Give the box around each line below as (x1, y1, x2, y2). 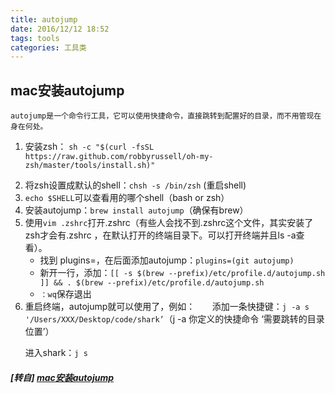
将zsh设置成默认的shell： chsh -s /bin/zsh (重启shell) (24, 179, 247, 191)
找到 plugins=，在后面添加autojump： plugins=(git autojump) (39, 254, 295, 266)
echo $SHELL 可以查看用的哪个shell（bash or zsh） (24, 192, 230, 204)
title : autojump (10, 14, 78, 25)
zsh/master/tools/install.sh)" (24, 161, 156, 171)
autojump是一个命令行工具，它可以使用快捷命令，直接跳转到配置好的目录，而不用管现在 (10, 111, 322, 121)
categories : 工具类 (10, 42, 87, 53)
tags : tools (10, 33, 60, 43)
